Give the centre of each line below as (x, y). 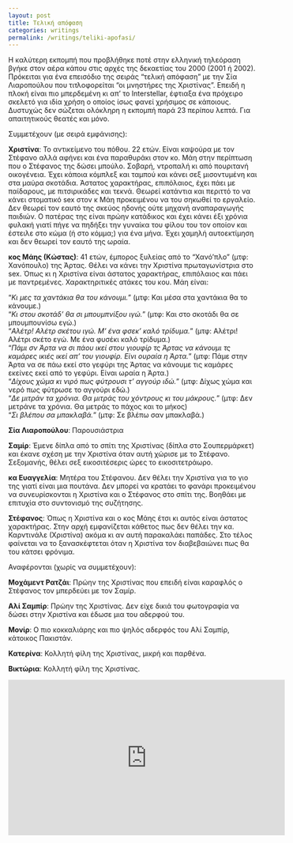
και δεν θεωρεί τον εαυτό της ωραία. (69, 242)
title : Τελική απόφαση (45, 23)
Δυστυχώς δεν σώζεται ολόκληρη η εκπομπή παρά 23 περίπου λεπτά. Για (130, 111)
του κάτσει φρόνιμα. (41, 552)
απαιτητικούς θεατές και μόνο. (59, 119)
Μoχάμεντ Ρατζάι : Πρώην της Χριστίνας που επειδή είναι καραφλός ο (126, 582)
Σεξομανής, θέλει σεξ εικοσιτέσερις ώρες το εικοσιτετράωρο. (111, 462)
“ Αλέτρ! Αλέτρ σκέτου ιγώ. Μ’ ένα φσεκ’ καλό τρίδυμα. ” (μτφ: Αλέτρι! (123, 331)
